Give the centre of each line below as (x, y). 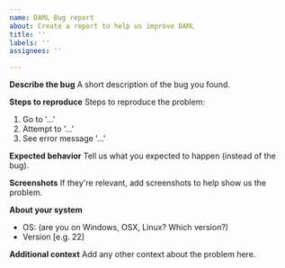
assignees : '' (36, 51)
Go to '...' (39, 120)
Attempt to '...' (48, 129)
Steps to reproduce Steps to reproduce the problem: (107, 102)
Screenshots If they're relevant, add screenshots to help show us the (138, 183)
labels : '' (30, 43)
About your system (46, 210)
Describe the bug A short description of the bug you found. (120, 85)
